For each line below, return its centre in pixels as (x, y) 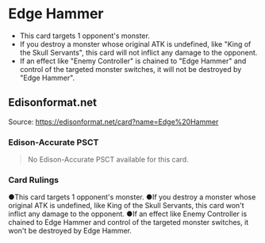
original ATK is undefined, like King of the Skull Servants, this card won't (126, 206)
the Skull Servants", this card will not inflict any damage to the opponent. (138, 52)
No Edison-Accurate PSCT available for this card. (108, 160)
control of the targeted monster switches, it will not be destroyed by (131, 69)
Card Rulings (34, 180)
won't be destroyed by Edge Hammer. (70, 231)
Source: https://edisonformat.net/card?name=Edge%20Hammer (113, 121)
